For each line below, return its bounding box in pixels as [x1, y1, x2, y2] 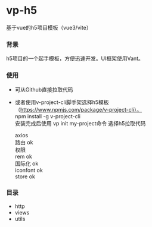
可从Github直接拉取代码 [14, 86, 73, 93]
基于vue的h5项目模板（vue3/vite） [6, 24, 92, 31]
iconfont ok [14, 166, 43, 174]
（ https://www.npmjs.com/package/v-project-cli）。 [14, 106, 142, 113]
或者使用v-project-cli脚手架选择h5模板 [14, 99, 109, 106]
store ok [14, 173, 36, 180]
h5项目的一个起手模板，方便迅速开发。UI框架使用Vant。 [6, 55, 144, 62]
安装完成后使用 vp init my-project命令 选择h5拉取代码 [14, 119, 146, 127]
